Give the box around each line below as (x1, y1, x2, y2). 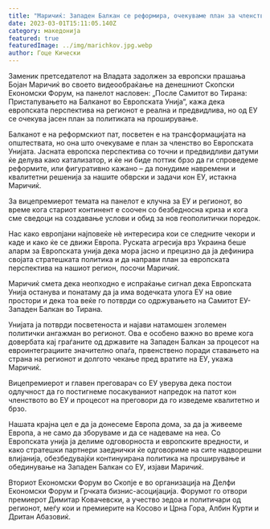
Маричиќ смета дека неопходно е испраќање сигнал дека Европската (8, 279, 252, 288)
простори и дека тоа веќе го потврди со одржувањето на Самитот (8, 296, 238, 306)
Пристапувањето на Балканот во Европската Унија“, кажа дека (8, 97, 225, 106)
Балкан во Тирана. (39, 305, 103, 314)
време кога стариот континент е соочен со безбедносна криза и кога (8, 205, 248, 214)
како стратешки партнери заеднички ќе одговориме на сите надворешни (8, 445, 262, 454)
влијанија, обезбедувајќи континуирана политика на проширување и (8, 453, 246, 463)
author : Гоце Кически (8, 49, 81, 57)
